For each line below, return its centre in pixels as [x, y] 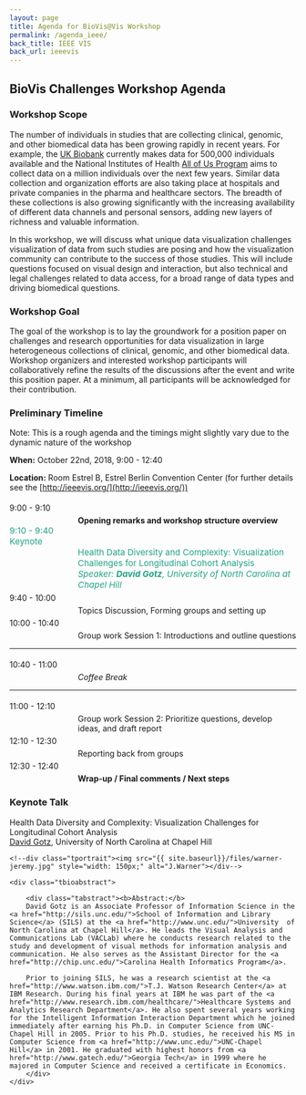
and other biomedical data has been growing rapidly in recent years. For [145, 144]
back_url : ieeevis [44, 52]
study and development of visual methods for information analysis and [148, 946]
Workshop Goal [45, 311]
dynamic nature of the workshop [71, 442]
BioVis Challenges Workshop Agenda [117, 89]
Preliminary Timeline [56, 413]
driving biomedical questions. [65, 287]
